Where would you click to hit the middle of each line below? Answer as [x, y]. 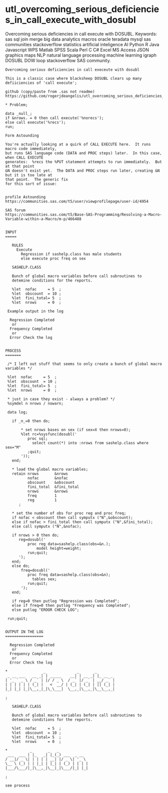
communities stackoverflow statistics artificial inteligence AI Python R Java [82, 44]
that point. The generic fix [37, 179]
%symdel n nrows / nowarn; [35, 403]
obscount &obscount [51, 482]
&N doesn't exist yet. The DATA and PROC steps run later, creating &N [82, 171]
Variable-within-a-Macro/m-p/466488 [43, 219]
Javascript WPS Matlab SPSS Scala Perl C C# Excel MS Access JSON [77, 50]
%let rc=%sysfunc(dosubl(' [49, 434]
